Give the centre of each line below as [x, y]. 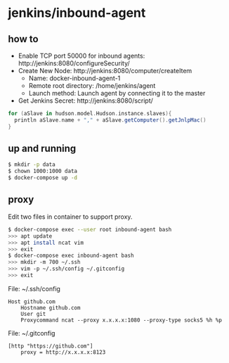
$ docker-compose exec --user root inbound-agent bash [90, 229]
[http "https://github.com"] [51, 346]
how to [23, 39]
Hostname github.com [51, 307]
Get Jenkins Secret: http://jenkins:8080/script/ [86, 101]
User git [33, 314]
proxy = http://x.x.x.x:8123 [63, 352]
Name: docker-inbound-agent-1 [74, 78]
